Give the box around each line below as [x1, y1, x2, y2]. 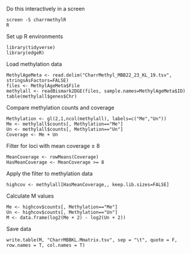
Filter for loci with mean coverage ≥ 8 [6, 142, 100, 149]
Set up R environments [6, 33, 64, 40]
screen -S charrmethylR [6, 17, 67, 23]
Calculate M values [6, 192, 55, 199]
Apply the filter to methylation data [6, 170, 93, 177]
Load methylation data [6, 61, 62, 67]
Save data [6, 226, 32, 232]
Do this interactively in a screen [6, 5, 85, 12]
